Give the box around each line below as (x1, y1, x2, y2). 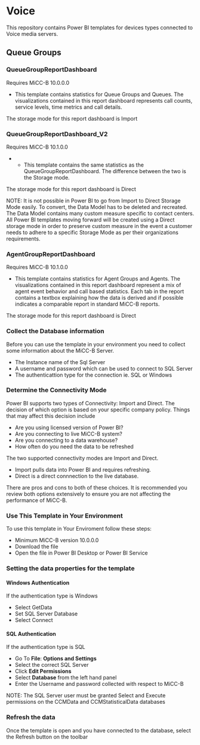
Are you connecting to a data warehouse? (14, 436, 118, 444)
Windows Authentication (6, 579, 70, 586)
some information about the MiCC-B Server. (6, 347, 115, 354)
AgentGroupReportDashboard (6, 250, 96, 258)
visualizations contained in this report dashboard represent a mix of (14, 282, 181, 289)
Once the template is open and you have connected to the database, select (6, 726, 191, 734)
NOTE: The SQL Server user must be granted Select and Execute (6, 692, 166, 699)
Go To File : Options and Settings (14, 655, 97, 662)
